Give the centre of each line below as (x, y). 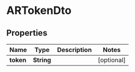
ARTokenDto (39, 11)
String (42, 60)
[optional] (112, 60)
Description (75, 50)
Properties (27, 33)
